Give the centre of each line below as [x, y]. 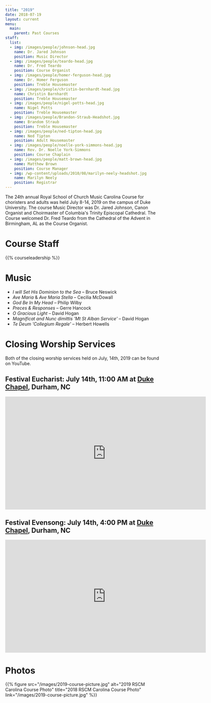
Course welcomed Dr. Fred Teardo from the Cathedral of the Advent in [78, 218]
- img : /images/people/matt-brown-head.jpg [56, 159]
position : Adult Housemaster [45, 141]
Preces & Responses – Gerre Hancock [52, 308]
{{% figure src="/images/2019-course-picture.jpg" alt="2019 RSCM [75, 684]
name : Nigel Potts [33, 108]
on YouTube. [18, 363]
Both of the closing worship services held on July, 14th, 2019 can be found [82, 358]
